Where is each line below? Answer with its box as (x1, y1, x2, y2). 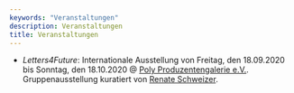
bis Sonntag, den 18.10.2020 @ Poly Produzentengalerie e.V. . (22, 64, 250, 75)
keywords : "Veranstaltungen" (9, 13, 119, 23)
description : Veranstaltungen (9, 22, 124, 31)
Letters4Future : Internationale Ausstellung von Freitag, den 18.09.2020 (22, 55, 286, 66)
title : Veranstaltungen (9, 30, 99, 39)
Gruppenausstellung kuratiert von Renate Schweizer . (22, 74, 218, 85)
